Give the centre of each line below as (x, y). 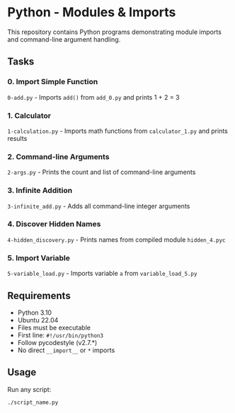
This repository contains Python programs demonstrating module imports (114, 32)
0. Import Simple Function (53, 82)
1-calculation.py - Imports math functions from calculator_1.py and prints (117, 131)
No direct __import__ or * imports (66, 350)
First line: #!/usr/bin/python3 (61, 335)
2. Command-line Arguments (58, 156)
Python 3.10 (34, 313)
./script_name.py (33, 402)
